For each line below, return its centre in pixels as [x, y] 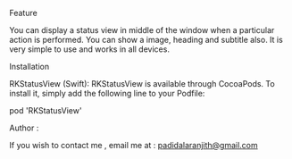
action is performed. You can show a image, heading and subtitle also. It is [146, 40]
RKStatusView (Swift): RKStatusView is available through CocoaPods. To [142, 84]
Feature [23, 13]
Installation [29, 67]
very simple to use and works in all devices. [89, 49]
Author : [24, 128]
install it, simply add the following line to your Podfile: [107, 93]
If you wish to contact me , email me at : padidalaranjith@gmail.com [134, 145]
